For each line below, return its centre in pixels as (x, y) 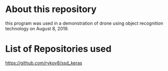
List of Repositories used (59, 49)
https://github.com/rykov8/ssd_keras (44, 63)
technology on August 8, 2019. (37, 28)
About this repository (51, 9)
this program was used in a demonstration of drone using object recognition (84, 23)
